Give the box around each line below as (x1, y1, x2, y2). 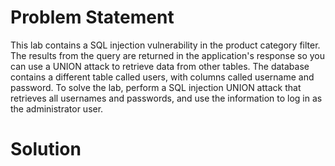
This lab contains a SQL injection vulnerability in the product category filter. (10, 39, 321, 51)
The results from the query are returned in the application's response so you (10, 49, 326, 61)
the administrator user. (10, 102, 104, 115)
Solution (10, 138, 82, 161)
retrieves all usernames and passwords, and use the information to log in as (10, 92, 323, 104)
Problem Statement (10, 6, 175, 29)
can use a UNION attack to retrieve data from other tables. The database (10, 60, 310, 72)
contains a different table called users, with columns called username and (10, 71, 315, 83)
